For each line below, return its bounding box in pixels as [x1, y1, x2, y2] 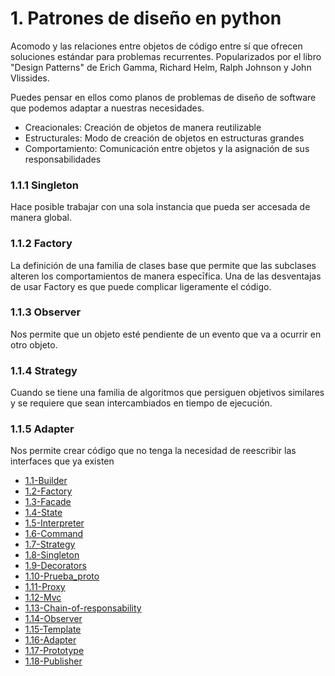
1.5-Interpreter [24, 517, 85, 529]
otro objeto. [10, 338, 58, 351]
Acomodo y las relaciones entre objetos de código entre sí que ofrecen [10, 40, 303, 52]
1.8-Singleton [24, 549, 80, 561]
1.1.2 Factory [10, 237, 73, 251]
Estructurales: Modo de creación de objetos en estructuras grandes [24, 132, 305, 144]
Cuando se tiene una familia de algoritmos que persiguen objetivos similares [10, 387, 325, 399]
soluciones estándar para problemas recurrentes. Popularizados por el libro [10, 50, 322, 62]
